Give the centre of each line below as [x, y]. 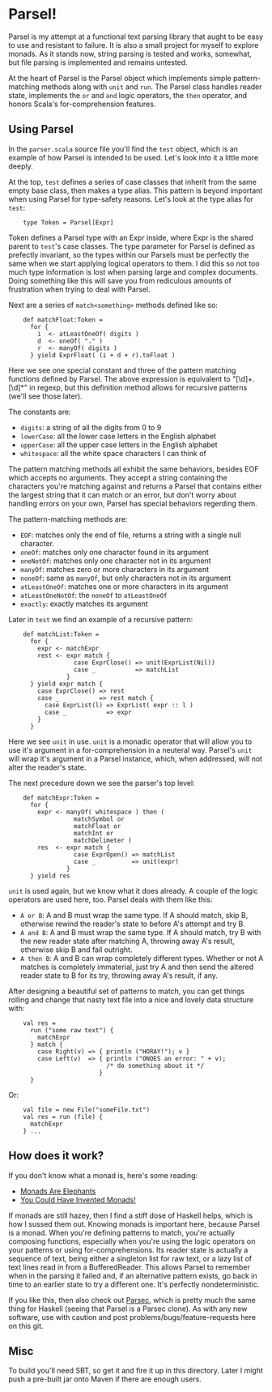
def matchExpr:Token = [61, 798]
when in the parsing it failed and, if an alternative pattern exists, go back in [133, 1275]
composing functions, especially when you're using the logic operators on [132, 1241]
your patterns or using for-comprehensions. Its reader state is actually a [128, 1249]
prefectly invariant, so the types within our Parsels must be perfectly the [129, 254]
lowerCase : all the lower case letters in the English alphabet [118, 436]
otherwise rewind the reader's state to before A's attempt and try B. [132, 924]
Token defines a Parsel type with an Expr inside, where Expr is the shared [131, 237]
